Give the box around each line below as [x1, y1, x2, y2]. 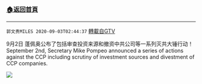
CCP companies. [6, 60, 48, 67]
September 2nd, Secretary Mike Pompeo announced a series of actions [6, 47, 184, 55]
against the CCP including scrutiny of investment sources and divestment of [6, 53, 195, 61]
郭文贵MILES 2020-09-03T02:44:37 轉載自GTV [6, 28, 115, 35]
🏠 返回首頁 [6, 5, 38, 13]
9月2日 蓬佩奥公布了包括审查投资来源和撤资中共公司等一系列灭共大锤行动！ [6, 40, 194, 47]
